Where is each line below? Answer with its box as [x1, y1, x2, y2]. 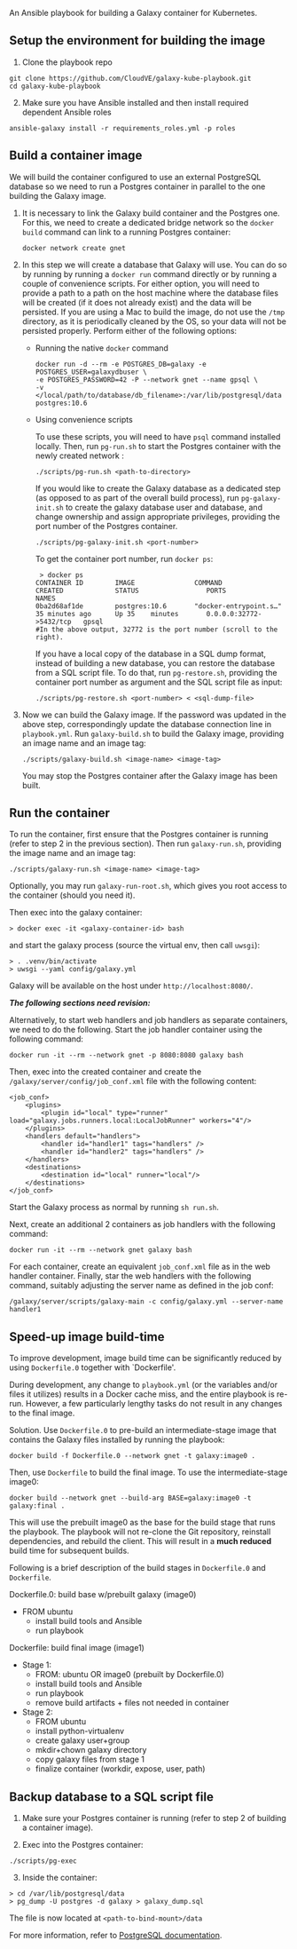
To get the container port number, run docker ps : [35, 553, 214, 564]
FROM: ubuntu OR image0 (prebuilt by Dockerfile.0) [35, 1669, 224, 1680]
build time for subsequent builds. [9, 1545, 130, 1557]
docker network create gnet [21, 243, 126, 252]
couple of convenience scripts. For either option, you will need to [21, 278, 260, 289]
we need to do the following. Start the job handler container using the [9, 1025, 263, 1035]
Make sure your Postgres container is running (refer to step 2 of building [21, 1813, 286, 1824]
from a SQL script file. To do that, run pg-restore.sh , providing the [35, 667, 277, 677]
